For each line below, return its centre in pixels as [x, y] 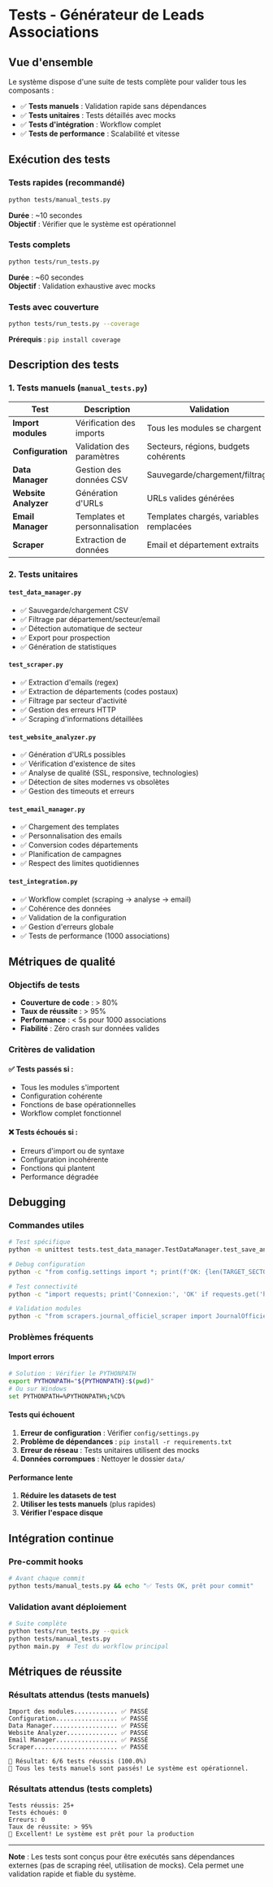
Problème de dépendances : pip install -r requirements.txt [126, 1441]
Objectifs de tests [44, 985]
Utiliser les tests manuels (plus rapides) [88, 1504]
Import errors [32, 1356]
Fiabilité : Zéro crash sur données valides [90, 1028]
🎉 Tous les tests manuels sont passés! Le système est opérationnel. [129, 1769]
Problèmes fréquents [51, 1337]
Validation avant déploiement [68, 1607]
